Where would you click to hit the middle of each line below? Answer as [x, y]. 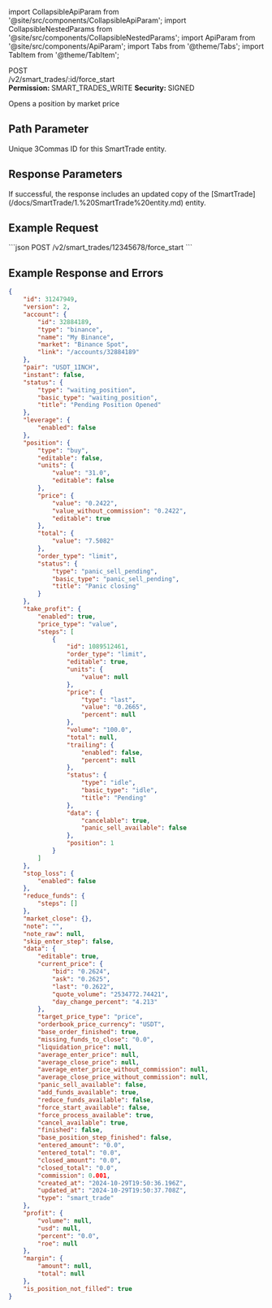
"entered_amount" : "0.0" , [82, 1146]
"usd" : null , [60, 1228]
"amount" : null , [65, 1267]
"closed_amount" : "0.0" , [80, 1160]
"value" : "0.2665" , [114, 707]
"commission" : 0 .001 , [74, 1176]
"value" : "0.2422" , [84, 503]
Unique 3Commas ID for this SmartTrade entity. [88, 149]
